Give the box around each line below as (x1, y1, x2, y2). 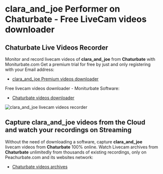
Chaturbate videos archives (12, 164, 68, 170)
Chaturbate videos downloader (12, 95, 74, 101)
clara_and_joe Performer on (5, 3, 120, 15)
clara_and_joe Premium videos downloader (12, 76, 99, 82)
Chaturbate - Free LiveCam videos (5, 14, 147, 25)
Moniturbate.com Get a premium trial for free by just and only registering (5, 62, 151, 67)
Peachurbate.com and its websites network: (5, 154, 93, 160)
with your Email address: (5, 67, 54, 72)
